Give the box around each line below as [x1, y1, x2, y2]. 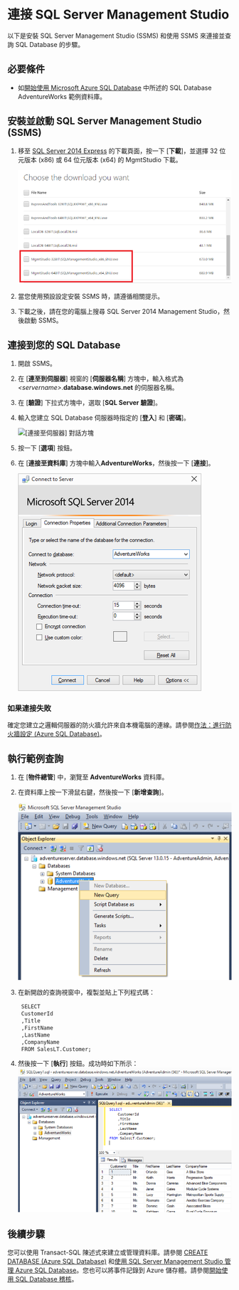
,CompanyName [21, 1038, 60, 1046]
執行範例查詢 [7, 752, 64, 765]
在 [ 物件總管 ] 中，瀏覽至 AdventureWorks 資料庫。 [17, 773, 169, 781]
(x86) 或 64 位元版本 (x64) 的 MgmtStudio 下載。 [38, 155, 183, 164]
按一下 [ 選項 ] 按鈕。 [17, 444, 76, 453]
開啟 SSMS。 [17, 359, 57, 368]
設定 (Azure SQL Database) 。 [19, 730, 107, 739]
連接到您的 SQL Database [7, 339, 121, 351]
